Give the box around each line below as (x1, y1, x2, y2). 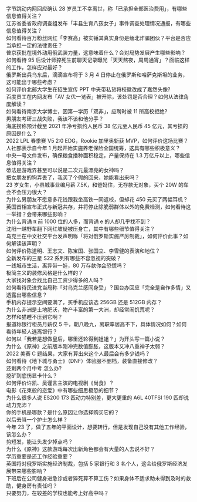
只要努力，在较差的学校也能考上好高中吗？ (6, 490, 109, 496)
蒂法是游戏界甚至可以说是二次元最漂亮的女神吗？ (6, 167, 124, 173)
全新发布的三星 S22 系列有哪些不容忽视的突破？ (6, 255, 121, 261)
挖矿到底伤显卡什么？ (6, 372, 57, 379)
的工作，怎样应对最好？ (6, 64, 63, 70)
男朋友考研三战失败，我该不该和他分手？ (6, 115, 104, 122)
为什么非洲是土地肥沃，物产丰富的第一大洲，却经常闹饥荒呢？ (6, 306, 155, 313)
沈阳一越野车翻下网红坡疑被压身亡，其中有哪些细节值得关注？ (6, 225, 155, 232)
